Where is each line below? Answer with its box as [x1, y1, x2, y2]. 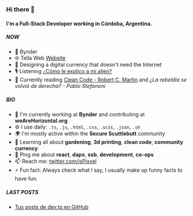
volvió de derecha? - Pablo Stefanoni [14, 83, 106, 90]
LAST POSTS [6, 189, 39, 196]
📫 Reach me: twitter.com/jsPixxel [14, 158, 97, 165]
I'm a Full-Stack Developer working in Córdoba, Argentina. [6, 20, 152, 27]
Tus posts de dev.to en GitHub [14, 204, 89, 211]
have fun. [14, 175, 38, 182]
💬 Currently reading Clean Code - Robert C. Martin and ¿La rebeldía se [14, 76, 187, 83]
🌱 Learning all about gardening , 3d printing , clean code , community [14, 139, 184, 146]
